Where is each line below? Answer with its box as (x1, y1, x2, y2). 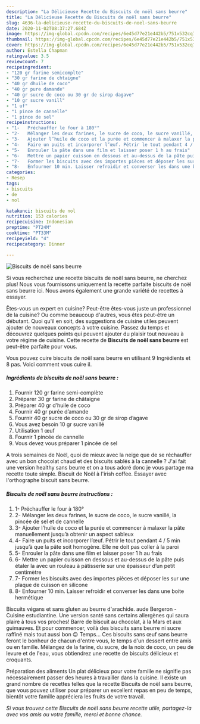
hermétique (14, 594, 43, 601)
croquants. (6, 656, 33, 663)
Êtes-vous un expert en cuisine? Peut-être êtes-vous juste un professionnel (6, 304, 192, 312)
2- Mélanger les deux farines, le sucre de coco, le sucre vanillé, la (14, 512, 177, 519)
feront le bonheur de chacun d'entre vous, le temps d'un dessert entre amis (6, 637, 192, 644)
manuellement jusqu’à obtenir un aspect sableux (14, 531, 134, 538)
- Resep (6, 175, 26, 181)
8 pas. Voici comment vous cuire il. (6, 361, 92, 368)
